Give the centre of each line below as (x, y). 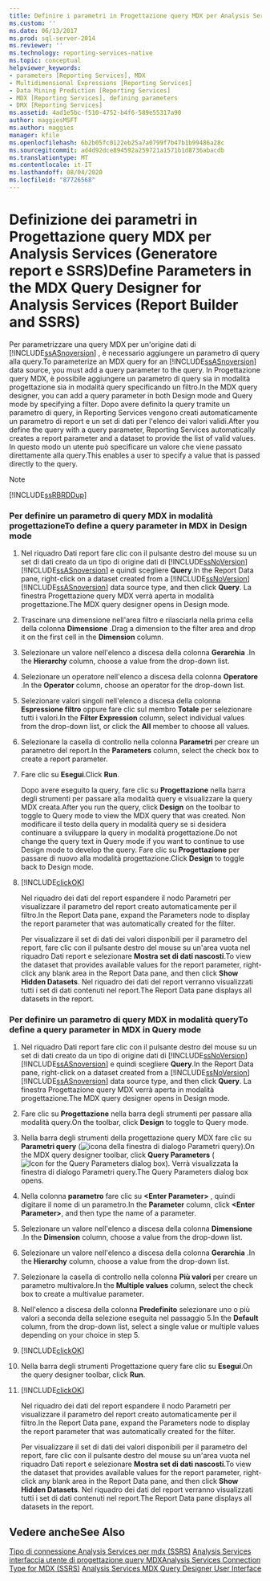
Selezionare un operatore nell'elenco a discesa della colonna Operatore (139, 677)
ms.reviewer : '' (36, 46)
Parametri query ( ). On (138, 1147)
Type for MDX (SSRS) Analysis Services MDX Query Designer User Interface (135, 1569)
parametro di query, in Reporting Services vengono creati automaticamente (133, 412)
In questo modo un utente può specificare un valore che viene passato (126, 446)
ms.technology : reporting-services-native (81, 53)
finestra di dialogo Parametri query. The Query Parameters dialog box (135, 1172)
